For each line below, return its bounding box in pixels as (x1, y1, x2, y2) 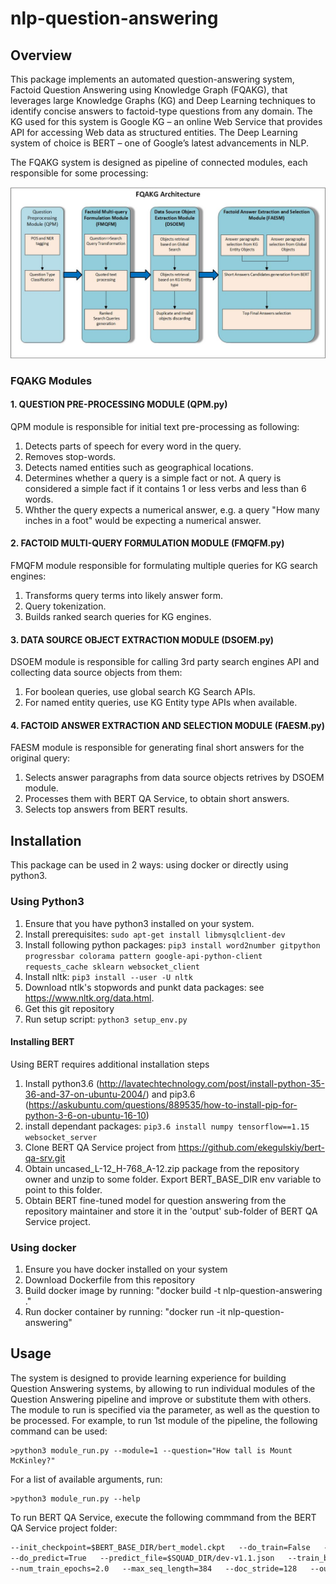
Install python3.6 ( (24, 1077, 100, 1089)
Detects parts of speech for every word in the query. (24, 440, 242, 452)
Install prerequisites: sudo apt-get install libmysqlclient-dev (24, 928, 286, 940)
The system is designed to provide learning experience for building (10, 1372, 287, 1384)
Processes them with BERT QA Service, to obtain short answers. (24, 793, 290, 805)
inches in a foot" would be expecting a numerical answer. (24, 514, 262, 526)
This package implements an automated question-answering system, (10, 73, 295, 85)
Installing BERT (10, 1036, 75, 1048)
